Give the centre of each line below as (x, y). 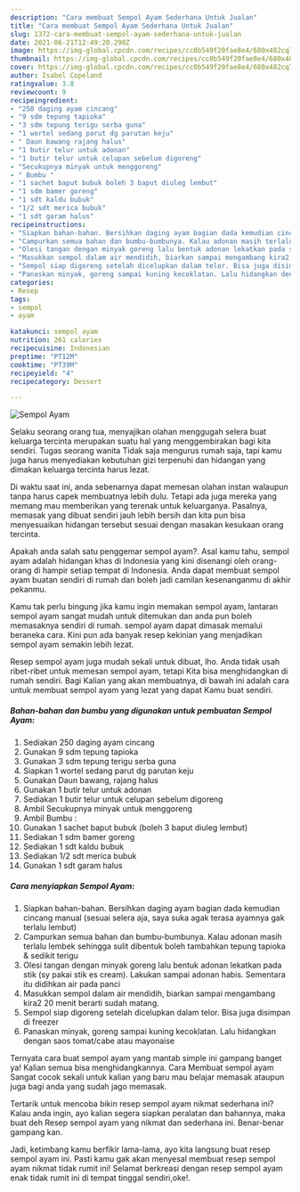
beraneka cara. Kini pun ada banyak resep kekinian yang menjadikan (136, 635)
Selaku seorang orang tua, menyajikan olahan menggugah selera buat (138, 432)
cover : (22, 68)
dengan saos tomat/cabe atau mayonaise (99, 1041)
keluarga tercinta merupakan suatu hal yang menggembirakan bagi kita (140, 441)
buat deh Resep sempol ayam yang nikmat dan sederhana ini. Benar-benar (147, 1123)
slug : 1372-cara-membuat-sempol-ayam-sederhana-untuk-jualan (126, 34)
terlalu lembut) (50, 927)
